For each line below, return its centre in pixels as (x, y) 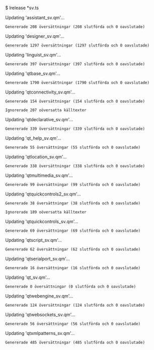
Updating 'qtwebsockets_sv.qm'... (40, 315)
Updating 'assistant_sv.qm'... (35, 17)
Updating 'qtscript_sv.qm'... (33, 240)
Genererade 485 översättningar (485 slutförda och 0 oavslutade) (75, 342)
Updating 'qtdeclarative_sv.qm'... (39, 119)
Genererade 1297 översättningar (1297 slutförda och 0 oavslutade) (78, 45)
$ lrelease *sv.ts (22, 8)
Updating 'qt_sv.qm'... (28, 277)
